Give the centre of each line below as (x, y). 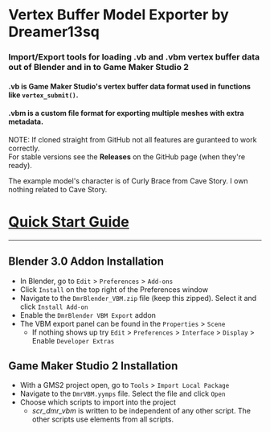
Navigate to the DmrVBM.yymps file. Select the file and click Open (123, 394)
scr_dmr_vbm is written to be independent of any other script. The (141, 411)
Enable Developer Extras (73, 340)
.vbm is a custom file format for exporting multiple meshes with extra (126, 113)
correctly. (24, 148)
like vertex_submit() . (43, 95)
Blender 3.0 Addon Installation (86, 262)
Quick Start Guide (69, 222)
